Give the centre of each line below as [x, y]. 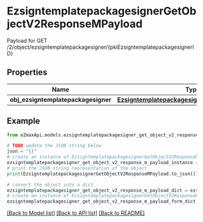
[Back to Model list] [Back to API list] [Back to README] [76, 213]
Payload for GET [27, 40]
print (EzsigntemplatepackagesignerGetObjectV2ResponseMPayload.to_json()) [103, 174]
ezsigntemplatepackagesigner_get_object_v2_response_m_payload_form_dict [101, 201]
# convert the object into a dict [50, 185]
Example [23, 121]
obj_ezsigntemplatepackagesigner [61, 100]
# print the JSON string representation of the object [77, 168]
